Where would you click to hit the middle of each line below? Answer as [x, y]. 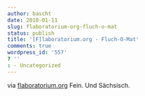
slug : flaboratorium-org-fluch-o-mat [62, 26]
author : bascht [29, 14]
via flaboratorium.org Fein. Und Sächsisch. [69, 85]
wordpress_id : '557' [37, 53]
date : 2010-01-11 [33, 20]
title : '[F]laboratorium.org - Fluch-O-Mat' [73, 40]
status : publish [31, 33]
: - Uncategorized [34, 65]
